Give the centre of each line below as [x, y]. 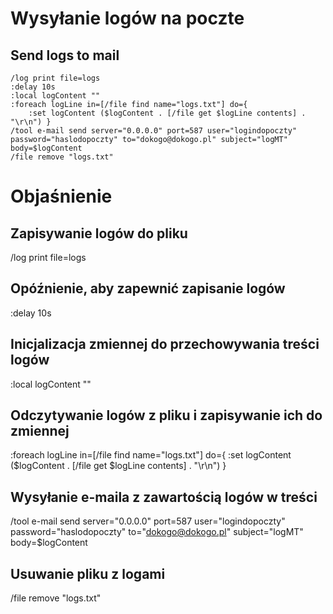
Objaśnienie [61, 196]
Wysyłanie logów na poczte [127, 18]
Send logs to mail [65, 55]
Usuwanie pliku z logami [88, 573]
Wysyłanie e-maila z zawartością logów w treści [164, 497]
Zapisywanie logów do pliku [99, 233]
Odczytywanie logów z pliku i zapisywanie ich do [166, 415]
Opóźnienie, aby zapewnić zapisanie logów [148, 288]
